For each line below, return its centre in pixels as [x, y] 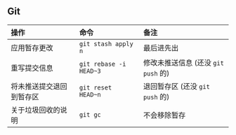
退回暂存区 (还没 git [177, 86]
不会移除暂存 [164, 115]
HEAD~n [90, 94]
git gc [90, 114]
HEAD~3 [90, 71]
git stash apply [106, 44]
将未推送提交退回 [39, 86]
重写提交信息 [32, 68]
